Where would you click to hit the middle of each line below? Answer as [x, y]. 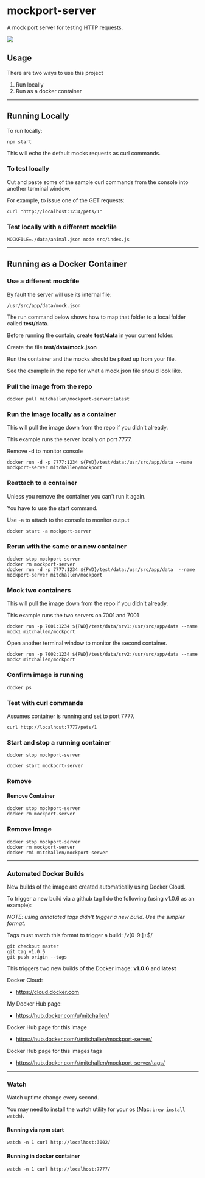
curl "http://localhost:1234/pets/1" [55, 211]
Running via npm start [36, 1130]
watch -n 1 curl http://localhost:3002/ [59, 1143]
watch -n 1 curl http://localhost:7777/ [59, 1169]
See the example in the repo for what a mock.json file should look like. [95, 371]
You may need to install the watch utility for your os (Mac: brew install [96, 1109]
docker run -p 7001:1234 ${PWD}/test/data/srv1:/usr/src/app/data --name [102, 626]
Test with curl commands [45, 703]
